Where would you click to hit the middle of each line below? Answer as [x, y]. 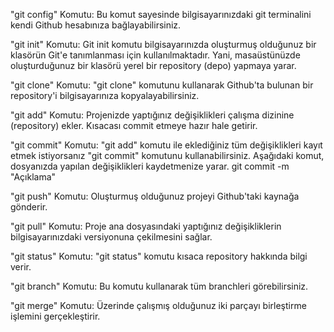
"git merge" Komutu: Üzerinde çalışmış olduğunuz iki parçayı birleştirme [158, 305]
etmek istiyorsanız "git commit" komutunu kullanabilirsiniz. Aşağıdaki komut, [167, 155]
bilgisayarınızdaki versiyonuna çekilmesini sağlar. [111, 237]
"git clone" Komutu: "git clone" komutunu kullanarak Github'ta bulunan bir [162, 85]
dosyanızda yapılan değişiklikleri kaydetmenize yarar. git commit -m [150, 166]
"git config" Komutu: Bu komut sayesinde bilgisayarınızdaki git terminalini [161, 14]
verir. [21, 267]
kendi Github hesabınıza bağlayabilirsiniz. [96, 25]
